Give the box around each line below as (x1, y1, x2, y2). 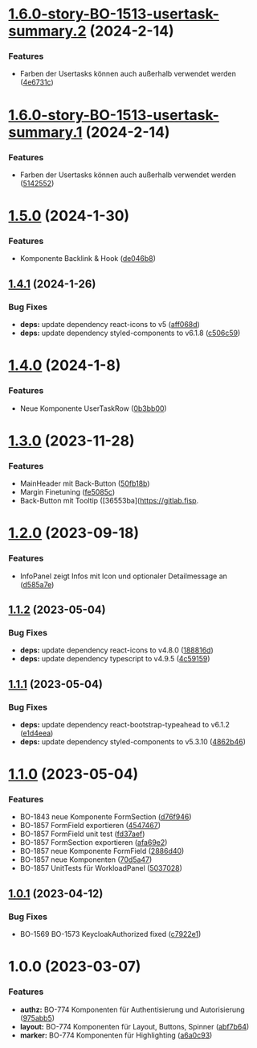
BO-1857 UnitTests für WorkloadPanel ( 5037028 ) (19, 864, 183, 873)
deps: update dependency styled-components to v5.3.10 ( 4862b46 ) (19, 736, 247, 746)
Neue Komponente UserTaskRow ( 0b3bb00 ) (19, 404, 167, 413)
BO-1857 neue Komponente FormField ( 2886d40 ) (19, 847, 185, 856)
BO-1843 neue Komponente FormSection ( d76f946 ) (19, 812, 192, 822)
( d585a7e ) (19, 579, 55, 589)
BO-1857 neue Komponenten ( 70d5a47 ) (19, 855, 153, 864)
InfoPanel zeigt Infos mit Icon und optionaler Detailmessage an (19, 571, 227, 581)
